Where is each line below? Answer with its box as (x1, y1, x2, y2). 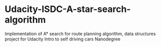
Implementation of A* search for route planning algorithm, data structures (4, 30, 156, 36)
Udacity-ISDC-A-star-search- (4, 3, 131, 15)
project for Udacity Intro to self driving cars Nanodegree (4, 36, 120, 42)
